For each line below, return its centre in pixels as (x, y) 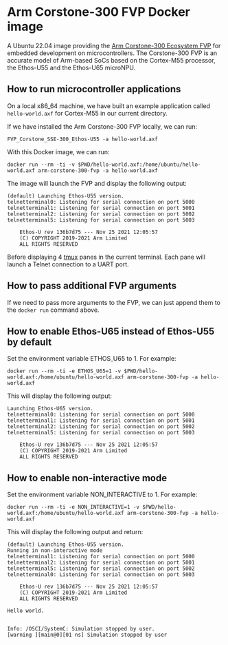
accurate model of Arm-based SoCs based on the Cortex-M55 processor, (111, 60)
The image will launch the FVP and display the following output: (97, 183)
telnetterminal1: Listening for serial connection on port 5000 (101, 557)
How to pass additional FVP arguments (92, 286)
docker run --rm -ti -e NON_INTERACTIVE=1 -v (73, 507)
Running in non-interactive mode (55, 551)
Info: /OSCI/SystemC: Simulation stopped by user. (81, 629)
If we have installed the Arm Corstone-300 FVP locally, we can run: (102, 126)
